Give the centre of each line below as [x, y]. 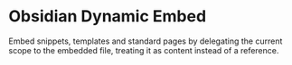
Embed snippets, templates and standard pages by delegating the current [146, 41]
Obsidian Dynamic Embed [108, 16]
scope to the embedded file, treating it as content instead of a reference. [144, 50]
